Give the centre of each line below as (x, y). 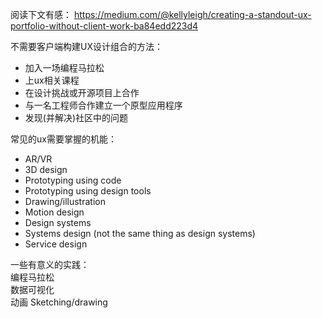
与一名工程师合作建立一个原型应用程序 (103, 105)
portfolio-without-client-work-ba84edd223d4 (104, 26)
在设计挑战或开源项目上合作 (82, 92)
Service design (56, 244)
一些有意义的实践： (50, 264)
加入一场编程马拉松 (64, 67)
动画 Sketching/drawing (59, 302)
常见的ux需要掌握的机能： (63, 139)
